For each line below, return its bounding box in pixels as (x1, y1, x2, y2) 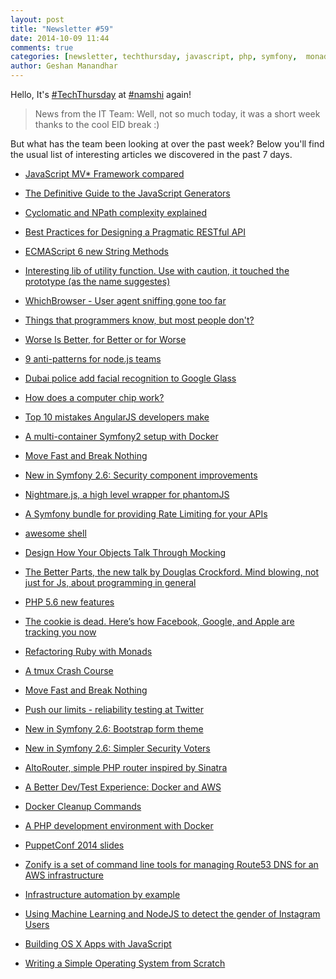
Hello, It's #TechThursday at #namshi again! (10, 89, 192, 100)
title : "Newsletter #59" (10, 24, 114, 34)
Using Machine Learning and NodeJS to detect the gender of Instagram (24, 908, 321, 920)
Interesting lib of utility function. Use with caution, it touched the (24, 265, 290, 276)
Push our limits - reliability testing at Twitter (24, 704, 204, 715)
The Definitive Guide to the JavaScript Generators (24, 187, 231, 199)
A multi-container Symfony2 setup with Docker (24, 431, 219, 442)
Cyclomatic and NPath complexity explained (24, 207, 208, 218)
